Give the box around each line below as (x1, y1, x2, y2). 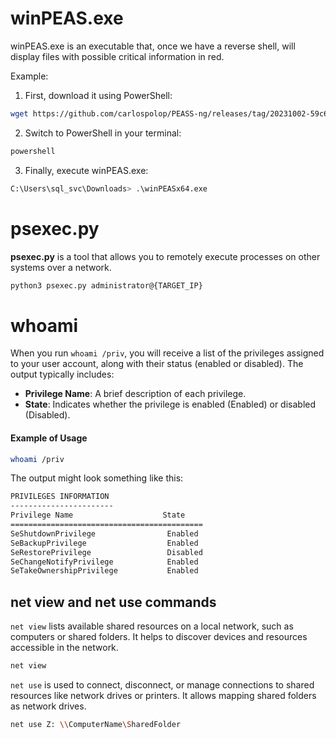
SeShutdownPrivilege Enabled (10, 528, 199, 539)
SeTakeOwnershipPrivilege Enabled (10, 566, 199, 576)
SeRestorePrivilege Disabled (10, 547, 203, 557)
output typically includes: (10, 368, 115, 381)
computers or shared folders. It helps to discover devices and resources (10, 631, 308, 643)
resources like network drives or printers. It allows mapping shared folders (10, 689, 317, 701)
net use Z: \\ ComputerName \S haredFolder (10, 719, 182, 729)
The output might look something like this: (10, 472, 184, 484)
